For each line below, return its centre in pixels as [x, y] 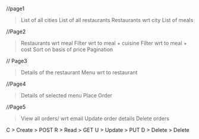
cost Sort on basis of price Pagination [67, 49]
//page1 [15, 9]
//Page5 [16, 107]
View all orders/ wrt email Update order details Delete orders [95, 119]
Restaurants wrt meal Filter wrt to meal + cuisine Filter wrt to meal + [104, 43]
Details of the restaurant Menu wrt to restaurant [79, 72]
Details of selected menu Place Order [67, 95]
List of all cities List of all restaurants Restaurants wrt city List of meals [107, 20]
